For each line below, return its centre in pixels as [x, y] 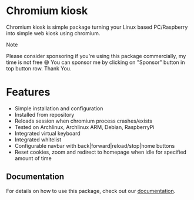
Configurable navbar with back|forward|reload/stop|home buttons [95, 145]
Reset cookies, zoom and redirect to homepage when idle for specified [101, 152]
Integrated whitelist [38, 140]
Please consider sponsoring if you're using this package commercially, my [96, 56]
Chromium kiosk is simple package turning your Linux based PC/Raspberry [97, 27]
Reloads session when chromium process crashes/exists [83, 121]
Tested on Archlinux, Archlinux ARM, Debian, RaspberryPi [84, 127]
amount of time [33, 158]
